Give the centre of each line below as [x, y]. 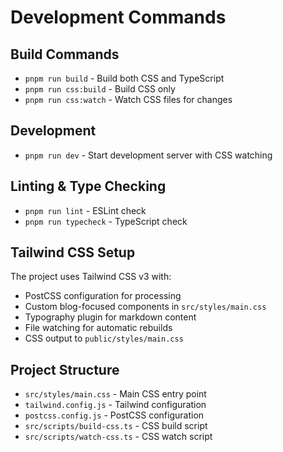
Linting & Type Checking [88, 186]
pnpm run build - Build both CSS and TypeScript [124, 78]
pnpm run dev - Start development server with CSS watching [148, 155]
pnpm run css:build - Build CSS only [100, 89]
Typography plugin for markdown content [110, 317]
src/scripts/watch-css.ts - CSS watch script [118, 437]
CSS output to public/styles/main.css [104, 338]
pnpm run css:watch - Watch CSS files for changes [128, 99]
